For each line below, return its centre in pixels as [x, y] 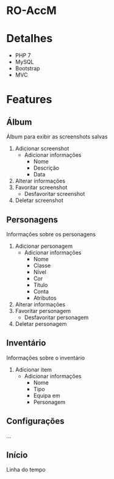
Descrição [46, 168]
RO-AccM [31, 11]
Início [17, 455]
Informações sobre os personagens [51, 234]
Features [29, 100]
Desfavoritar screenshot [55, 194]
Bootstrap [27, 68]
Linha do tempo [26, 470]
